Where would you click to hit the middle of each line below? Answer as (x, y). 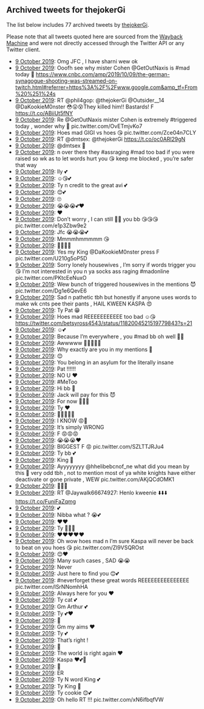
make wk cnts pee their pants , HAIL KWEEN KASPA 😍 (83, 304)
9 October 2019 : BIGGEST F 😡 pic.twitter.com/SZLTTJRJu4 (89, 446)
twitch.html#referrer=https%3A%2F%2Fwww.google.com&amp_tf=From (106, 87)
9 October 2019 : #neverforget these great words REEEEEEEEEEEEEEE (102, 580)
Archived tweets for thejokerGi (66, 10)
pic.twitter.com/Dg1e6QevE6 (51, 290)
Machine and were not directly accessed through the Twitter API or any (95, 43)
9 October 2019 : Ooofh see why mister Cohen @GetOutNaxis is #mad (102, 68)
